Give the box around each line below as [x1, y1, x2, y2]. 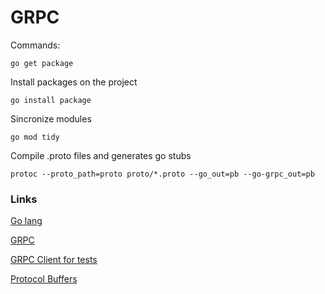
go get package [10, 58, 74, 68]
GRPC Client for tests [10, 254, 98, 266]
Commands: [10, 39, 61, 51]
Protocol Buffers [10, 273, 78, 285]
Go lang [10, 215, 43, 227]
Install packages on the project [10, 76, 138, 88]
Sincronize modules [10, 112, 92, 125]
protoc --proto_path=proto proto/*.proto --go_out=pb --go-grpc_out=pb [10, 169, 315, 179]
